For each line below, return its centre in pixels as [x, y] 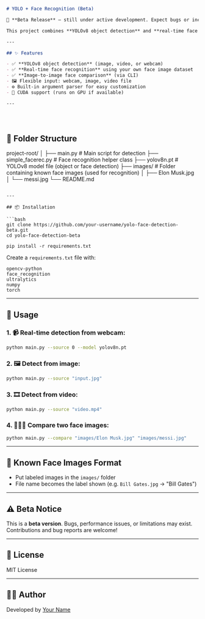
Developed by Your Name [39, 609]
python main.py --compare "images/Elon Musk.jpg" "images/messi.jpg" [97, 438]
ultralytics [21, 280]
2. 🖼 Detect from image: [43, 363]
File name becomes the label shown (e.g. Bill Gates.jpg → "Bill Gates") [106, 484]
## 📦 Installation [31, 207]
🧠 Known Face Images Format [64, 463]
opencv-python [24, 269]
